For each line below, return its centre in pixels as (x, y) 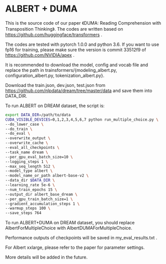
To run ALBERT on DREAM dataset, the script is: (55, 106)
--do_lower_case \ (24, 124)
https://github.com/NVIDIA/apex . (40, 55)
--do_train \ (19, 129)
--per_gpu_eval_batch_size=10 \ (39, 157)
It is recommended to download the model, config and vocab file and (77, 65)
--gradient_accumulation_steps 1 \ (43, 204)
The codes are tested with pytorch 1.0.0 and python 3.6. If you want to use (82, 44)
